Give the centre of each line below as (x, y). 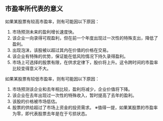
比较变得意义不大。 (32, 68)
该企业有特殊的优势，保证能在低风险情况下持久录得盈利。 (70, 56)
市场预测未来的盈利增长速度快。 (44, 32)
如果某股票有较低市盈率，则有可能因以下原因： (52, 79)
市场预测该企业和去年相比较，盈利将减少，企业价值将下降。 (72, 89)
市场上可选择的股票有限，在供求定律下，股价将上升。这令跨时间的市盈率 (85, 62)
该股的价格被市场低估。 (36, 101)
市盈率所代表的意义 (34, 9)
